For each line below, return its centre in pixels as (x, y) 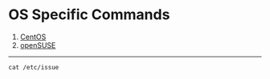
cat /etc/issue (34, 67)
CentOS (33, 37)
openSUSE (38, 45)
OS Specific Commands (89, 15)
